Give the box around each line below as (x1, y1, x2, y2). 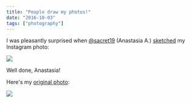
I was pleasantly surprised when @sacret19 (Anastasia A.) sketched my (6, 37, 186, 44)
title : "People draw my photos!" (6, 9, 91, 15)
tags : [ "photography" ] (6, 20, 64, 26)
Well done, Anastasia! (6, 66, 61, 74)
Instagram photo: (6, 43, 49, 51)
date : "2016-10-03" (6, 15, 56, 21)
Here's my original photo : (6, 79, 70, 86)
